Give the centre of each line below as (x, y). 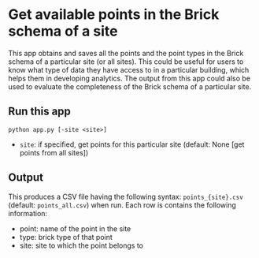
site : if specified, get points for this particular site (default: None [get (132, 144)
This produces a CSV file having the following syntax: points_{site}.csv (126, 196)
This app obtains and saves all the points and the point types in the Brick (126, 53)
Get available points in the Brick (114, 15)
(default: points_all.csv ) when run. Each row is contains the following (122, 205)
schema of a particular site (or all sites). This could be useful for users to (126, 62)
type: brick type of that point (66, 237)
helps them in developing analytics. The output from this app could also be (129, 78)
